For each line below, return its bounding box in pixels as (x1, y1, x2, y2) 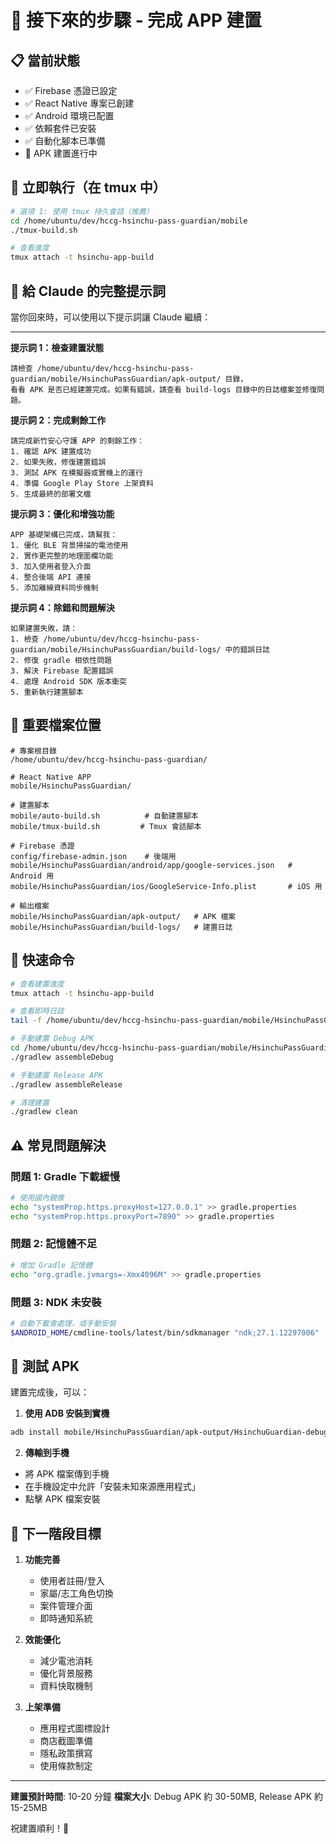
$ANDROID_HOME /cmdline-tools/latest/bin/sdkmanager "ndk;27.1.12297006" (10, 1327, 320, 1338)
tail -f (10, 1016, 43, 1026)
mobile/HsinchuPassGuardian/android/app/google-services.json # (10, 860, 293, 870)
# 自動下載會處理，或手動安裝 (10, 1318, 117, 1328)
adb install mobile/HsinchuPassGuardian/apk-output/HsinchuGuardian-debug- (10, 1427, 333, 1438)
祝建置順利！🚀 (10, 1822, 70, 1835)
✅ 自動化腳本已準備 (24, 135, 106, 146)
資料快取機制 (39, 1680, 93, 1692)
